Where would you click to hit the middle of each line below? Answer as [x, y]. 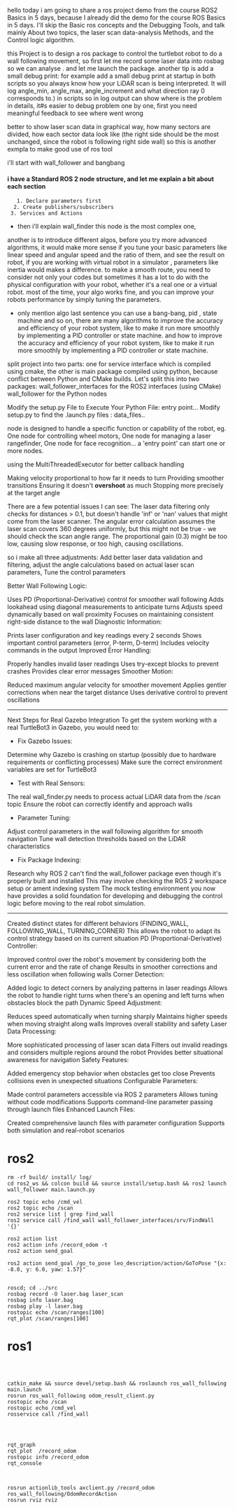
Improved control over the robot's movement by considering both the [107, 960]
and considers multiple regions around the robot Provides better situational [115, 1052]
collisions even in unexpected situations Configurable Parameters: [102, 1081]
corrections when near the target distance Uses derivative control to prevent [117, 692]
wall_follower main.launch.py [51, 1190]
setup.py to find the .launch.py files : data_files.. [76, 415]
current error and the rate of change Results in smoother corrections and [112, 967]
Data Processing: [32, 1031]
